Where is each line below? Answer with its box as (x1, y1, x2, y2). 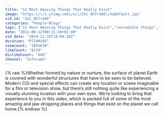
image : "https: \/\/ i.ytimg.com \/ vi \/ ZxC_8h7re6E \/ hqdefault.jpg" (5, 12, 141, 17)
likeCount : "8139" (5, 48, 42, 52)
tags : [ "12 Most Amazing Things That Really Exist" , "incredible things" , (5, 25, 159, 30)
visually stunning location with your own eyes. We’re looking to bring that (5, 91, 152, 97)
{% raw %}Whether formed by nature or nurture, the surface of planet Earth (5, 70, 158, 76)
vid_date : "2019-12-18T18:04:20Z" (5, 34, 76, 39)
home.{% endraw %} (5, 106, 48, 112)
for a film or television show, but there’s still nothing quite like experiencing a (5, 85, 159, 91)
